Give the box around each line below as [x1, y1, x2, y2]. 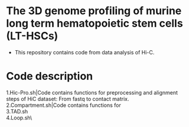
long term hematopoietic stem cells [6, 17, 183, 30]
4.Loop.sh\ [6, 114, 32, 121]
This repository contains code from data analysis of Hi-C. [14, 48, 155, 56]
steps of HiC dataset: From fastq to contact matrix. [6, 95, 129, 102]
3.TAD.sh [6, 108, 28, 115]
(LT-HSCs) [6, 30, 58, 43]
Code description [6, 70, 93, 83]
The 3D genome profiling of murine [6, 4, 182, 18]
